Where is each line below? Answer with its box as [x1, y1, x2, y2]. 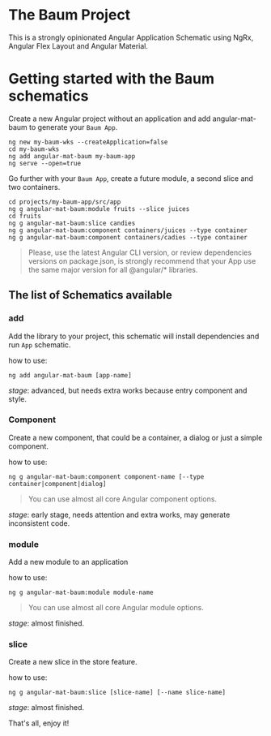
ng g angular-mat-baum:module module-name [8, 588, 154, 597]
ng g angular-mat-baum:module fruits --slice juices [8, 204, 190, 213]
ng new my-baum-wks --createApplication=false [8, 138, 168, 146]
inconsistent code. [8, 518, 70, 528]
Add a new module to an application [8, 557, 129, 567]
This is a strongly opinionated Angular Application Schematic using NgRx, [8, 32, 254, 42]
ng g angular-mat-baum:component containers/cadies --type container [8, 233, 248, 241]
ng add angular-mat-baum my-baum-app [8, 152, 136, 160]
